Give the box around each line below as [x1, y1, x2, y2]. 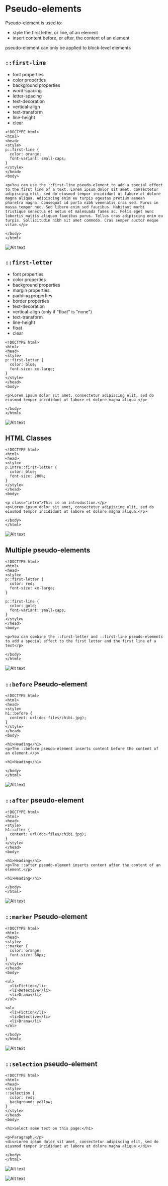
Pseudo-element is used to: [5, 20, 63, 26]
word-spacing [12, 87, 42, 93]
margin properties [12, 287, 50, 293]
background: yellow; [10, 1100, 53, 1105]
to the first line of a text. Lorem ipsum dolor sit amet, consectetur [5, 187, 158, 192]
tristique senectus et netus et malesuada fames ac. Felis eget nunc [5, 209, 154, 214]
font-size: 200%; [10, 474, 46, 479]
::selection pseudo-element [5, 1060, 98, 1068]
